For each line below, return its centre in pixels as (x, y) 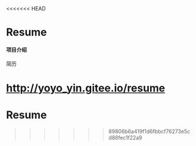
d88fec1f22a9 (125, 137)
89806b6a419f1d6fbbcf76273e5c (149, 131)
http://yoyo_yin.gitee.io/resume (86, 88)
